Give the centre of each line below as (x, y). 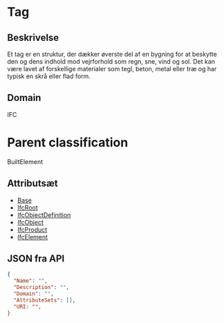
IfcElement (32, 237)
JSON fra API (36, 258)
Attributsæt (33, 184)
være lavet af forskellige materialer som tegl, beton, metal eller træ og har (112, 69)
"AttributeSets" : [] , (45, 300)
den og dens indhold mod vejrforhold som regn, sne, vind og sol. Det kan (111, 62)
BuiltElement (25, 161)
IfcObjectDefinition (44, 214)
